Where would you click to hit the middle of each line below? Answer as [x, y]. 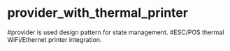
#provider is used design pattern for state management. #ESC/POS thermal [116, 32]
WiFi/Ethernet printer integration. [55, 39]
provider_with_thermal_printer [98, 13]
